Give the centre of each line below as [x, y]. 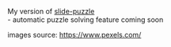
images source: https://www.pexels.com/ [74, 35]
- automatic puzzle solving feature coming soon [85, 20]
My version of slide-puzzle [51, 11]
